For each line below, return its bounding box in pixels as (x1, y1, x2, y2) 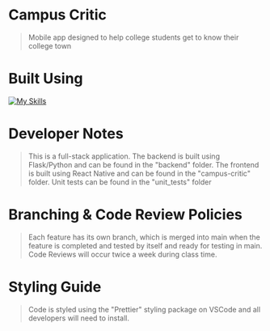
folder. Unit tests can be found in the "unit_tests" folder (27, 176, 212, 187)
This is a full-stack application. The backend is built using (27, 151, 221, 161)
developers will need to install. (27, 313, 129, 323)
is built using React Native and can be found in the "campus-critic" (27, 168, 251, 178)
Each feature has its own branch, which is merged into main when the (27, 232, 260, 242)
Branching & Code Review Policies (8, 206, 243, 223)
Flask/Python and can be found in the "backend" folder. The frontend (27, 159, 259, 169)
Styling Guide (8, 278, 102, 296)
